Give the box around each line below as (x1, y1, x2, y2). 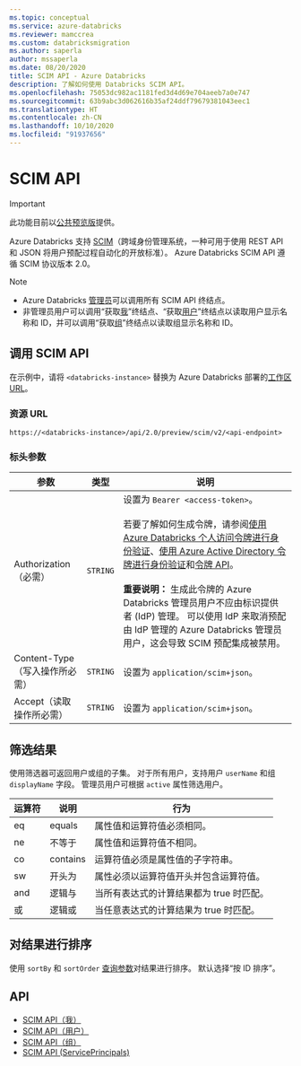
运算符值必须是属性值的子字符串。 (94, 853, 239, 866)
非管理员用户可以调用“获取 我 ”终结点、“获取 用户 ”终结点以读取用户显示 (21, 306, 280, 317)
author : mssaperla (9, 55, 78, 64)
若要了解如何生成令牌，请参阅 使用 (123, 518, 267, 530)
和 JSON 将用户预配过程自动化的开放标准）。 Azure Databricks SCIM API (9, 247, 276, 258)
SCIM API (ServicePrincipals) (21, 1046, 130, 1057)
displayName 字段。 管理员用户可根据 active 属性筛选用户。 (9, 779, 228, 790)
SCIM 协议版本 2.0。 (19, 258, 96, 269)
